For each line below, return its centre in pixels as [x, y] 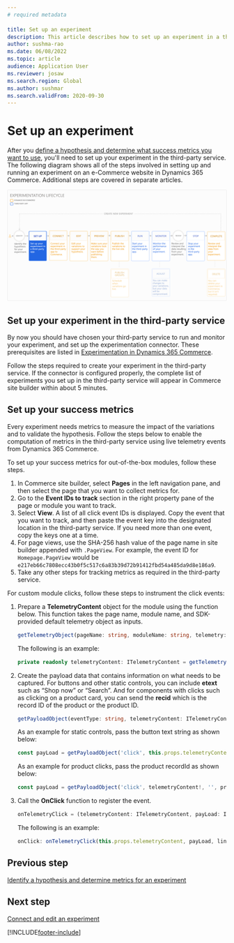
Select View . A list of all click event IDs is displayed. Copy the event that [121, 513]
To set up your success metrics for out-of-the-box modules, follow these [112, 462]
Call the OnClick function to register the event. [84, 801]
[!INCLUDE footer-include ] [44, 932]
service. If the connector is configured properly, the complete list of [104, 372]
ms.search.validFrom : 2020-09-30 [56, 96]
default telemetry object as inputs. [94, 621]
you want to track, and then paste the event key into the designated [114, 520]
